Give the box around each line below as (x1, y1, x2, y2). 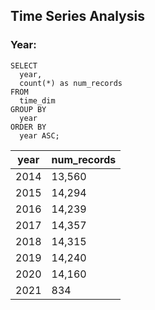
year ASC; (19, 130, 60, 141)
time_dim (19, 95, 56, 106)
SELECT (10, 60, 38, 71)
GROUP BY (10, 104, 47, 114)
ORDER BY (10, 122, 47, 132)
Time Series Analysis (10, 8, 145, 25)
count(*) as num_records (19, 78, 123, 88)
